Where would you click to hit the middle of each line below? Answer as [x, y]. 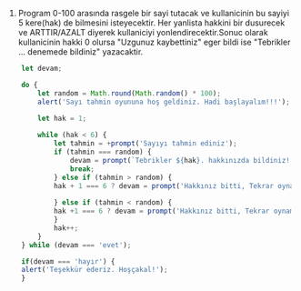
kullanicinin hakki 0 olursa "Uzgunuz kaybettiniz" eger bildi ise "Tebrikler [154, 42]
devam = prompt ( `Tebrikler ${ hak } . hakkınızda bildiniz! [180, 160]
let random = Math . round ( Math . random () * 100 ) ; [129, 93]
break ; [82, 169]
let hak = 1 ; [62, 118]
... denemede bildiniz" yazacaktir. [80, 52]
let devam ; [42, 68]
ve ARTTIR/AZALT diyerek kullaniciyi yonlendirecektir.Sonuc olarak [143, 32]
